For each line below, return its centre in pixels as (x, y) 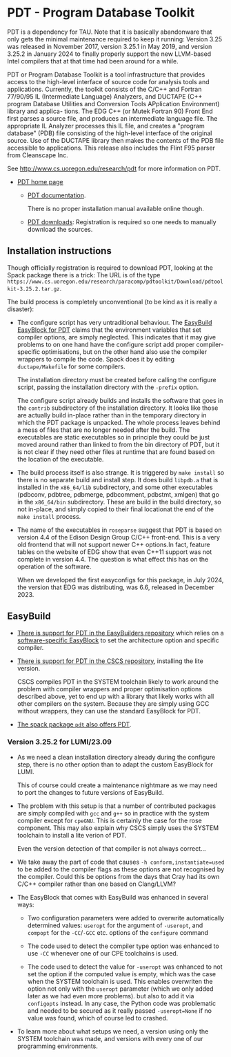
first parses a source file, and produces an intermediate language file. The (112, 118)
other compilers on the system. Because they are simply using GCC (113, 703)
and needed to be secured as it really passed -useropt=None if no (120, 1010)
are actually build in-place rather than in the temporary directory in (112, 415)
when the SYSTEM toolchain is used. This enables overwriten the (120, 981)
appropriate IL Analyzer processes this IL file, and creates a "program (106, 126)
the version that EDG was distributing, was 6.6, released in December (116, 587)
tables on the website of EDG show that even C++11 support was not (114, 552)
